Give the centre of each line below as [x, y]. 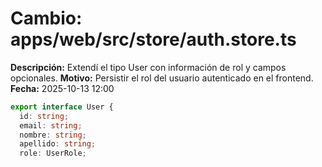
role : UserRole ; [53, 153]
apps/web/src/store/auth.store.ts [153, 39]
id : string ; [44, 116]
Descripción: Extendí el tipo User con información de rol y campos [148, 67]
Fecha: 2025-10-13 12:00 [62, 88]
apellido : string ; [58, 144]
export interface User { [62, 107]
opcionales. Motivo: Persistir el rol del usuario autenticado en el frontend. [162, 78]
